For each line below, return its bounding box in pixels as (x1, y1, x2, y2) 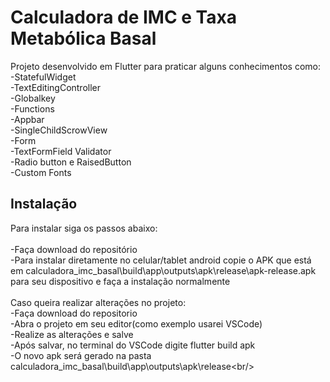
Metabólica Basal (10, 27, 157, 50)
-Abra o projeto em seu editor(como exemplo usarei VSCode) (10, 317, 263, 330)
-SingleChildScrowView (10, 124, 108, 136)
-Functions (10, 102, 55, 115)
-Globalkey (10, 92, 56, 104)
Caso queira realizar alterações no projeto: (10, 296, 187, 308)
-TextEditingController (10, 81, 102, 93)
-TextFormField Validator (10, 145, 112, 157)
